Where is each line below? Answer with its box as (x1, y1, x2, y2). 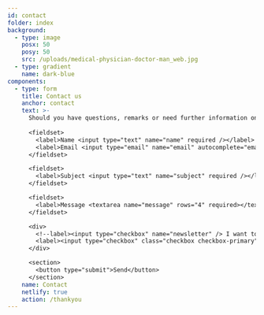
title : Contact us (21, 92, 82, 100)
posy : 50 (21, 48, 50, 56)
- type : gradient (14, 63, 72, 71)
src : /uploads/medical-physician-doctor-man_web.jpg (21, 56, 199, 64)
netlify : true (21, 288, 68, 296)
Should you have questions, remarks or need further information (28, 114, 247, 122)
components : (7, 77, 46, 85)
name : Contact (21, 280, 68, 288)
